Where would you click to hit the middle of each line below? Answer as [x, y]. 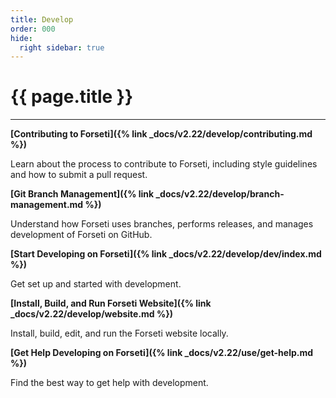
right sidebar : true [62, 47]
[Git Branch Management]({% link [82, 194]
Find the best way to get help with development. [109, 383]
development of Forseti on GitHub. [81, 235]
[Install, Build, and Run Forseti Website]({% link [111, 303]
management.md [47, 205]
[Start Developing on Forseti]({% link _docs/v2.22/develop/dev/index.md [166, 254]
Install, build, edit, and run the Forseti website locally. [119, 333]
